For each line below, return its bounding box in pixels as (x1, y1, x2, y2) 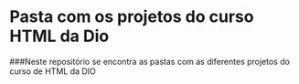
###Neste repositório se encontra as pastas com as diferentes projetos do (9, 56, 291, 67)
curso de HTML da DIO (9, 66, 96, 77)
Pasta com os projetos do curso (9, 6, 254, 27)
